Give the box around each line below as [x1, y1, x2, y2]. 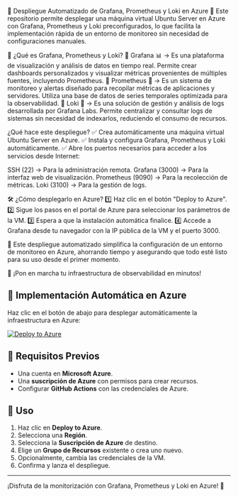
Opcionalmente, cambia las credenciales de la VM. [17, 454, 166, 462]
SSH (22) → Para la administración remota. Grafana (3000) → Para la [7, 165, 209, 174]
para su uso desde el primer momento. [7, 256, 120, 263]
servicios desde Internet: [7, 152, 80, 160]
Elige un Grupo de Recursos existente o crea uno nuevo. [17, 446, 184, 454]
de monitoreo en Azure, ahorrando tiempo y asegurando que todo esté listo [7, 248, 228, 256]
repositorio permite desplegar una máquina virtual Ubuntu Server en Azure [7, 14, 225, 23]
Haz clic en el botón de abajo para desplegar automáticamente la [7, 308, 198, 317]
